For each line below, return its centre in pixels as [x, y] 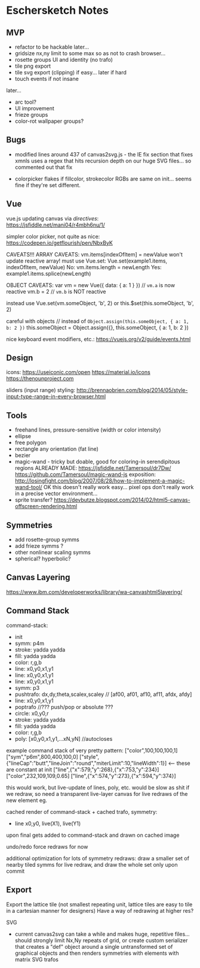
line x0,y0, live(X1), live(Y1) [48, 823]
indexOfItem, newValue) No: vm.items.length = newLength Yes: [84, 267]
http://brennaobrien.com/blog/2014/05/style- [132, 390]
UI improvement [35, 108]
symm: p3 [27, 687]
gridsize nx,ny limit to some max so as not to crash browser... [90, 53]
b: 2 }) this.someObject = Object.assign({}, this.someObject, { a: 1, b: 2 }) [98, 327]
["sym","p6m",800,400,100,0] [42, 756]
